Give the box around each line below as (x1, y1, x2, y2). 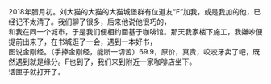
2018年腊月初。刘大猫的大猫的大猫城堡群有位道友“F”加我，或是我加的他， (8, 7, 254, 16)
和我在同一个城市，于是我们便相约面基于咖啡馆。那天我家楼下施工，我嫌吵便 (8, 27, 263, 36)
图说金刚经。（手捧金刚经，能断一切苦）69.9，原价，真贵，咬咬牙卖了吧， (8, 47, 253, 56)
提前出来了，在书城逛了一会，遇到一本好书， (8, 37, 157, 46)
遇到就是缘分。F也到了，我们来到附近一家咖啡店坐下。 (15, 57, 197, 66)
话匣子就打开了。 (8, 67, 65, 76)
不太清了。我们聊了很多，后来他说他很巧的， (22, 17, 171, 26)
